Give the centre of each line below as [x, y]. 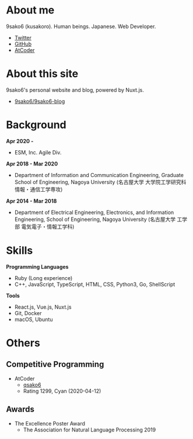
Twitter [23, 37]
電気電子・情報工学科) [48, 226]
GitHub [23, 44]
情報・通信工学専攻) [38, 189]
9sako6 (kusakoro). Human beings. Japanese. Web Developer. [81, 26]
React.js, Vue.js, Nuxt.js [43, 307]
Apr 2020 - [20, 141]
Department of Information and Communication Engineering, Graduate [99, 175]
